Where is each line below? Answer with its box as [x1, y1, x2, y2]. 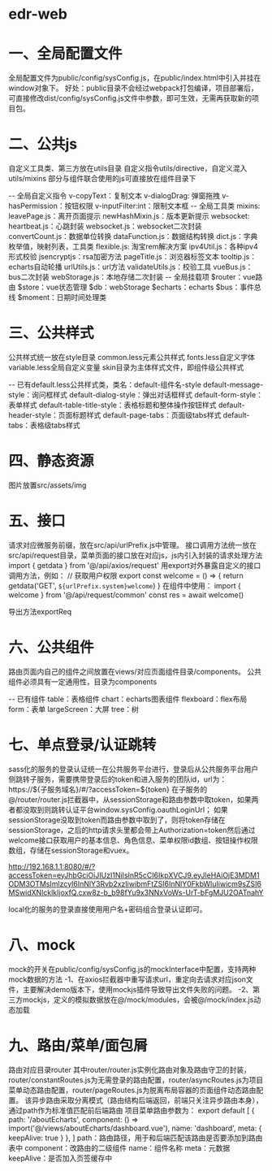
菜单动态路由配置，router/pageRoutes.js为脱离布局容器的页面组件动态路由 [8, 1085, 257, 1095]
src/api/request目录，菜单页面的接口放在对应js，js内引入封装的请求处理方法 [8, 550, 263, 560]
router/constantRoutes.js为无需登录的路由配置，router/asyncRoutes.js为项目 [8, 1074, 264, 1085]
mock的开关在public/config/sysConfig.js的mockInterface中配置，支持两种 [8, 964, 257, 974]
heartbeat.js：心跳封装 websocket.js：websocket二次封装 [8, 221, 203, 232]
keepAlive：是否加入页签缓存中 [8, 1153, 112, 1163]
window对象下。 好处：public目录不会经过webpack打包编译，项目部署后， [8, 83, 258, 93]
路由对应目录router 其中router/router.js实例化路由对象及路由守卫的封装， [8, 1065, 252, 1074]
